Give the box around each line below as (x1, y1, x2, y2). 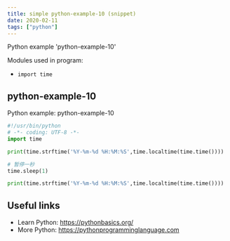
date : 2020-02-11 (7, 17, 58, 24)
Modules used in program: (7, 56, 83, 65)
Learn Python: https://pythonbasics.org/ (17, 219, 134, 227)
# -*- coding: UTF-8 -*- (7, 129, 80, 136)
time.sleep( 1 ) (7, 167, 49, 174)
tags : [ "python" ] (7, 23, 58, 30)
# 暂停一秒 (7, 161, 35, 168)
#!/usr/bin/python (7, 122, 61, 130)
